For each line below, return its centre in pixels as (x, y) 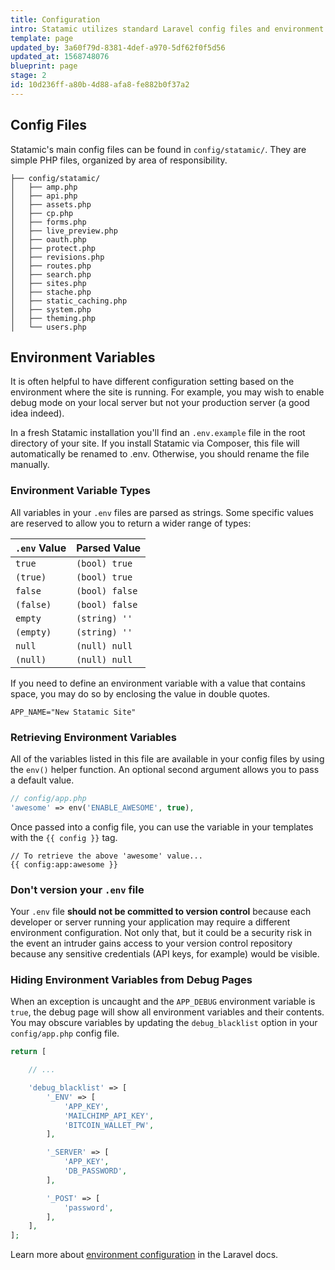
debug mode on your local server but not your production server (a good (160, 403)
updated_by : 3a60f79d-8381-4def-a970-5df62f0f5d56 (118, 47)
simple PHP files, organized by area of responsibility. (119, 160)
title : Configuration (55, 19)
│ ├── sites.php (48, 283)
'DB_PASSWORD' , (95, 1171)
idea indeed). (37, 413)
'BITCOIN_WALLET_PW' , (109, 1125)
